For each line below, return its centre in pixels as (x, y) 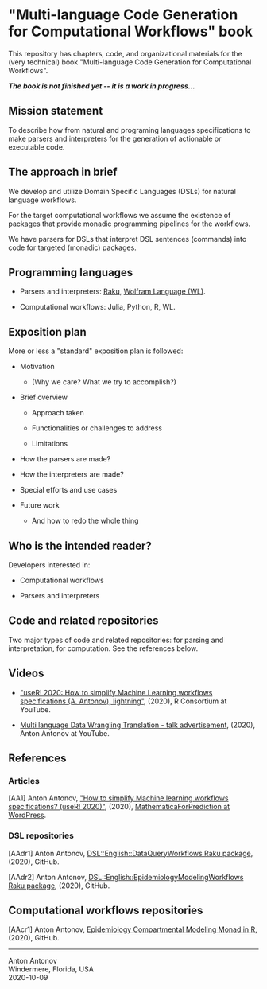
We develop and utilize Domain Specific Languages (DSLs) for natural (122, 191)
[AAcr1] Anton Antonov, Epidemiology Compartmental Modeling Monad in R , (133, 929)
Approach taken (58, 413)
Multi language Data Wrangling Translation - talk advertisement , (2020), (137, 725)
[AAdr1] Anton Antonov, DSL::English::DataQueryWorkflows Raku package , (131, 853)
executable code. (37, 147)
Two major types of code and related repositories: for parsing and (116, 640)
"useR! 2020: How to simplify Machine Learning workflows (116, 692)
